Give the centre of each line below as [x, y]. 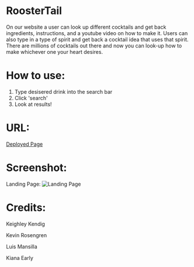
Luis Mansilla [22, 247]
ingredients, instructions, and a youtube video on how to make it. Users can [97, 33]
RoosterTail [34, 11]
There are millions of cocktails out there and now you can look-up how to [94, 46]
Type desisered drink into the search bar [63, 91]
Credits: [26, 208]
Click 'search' [31, 98]
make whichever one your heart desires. [55, 52]
